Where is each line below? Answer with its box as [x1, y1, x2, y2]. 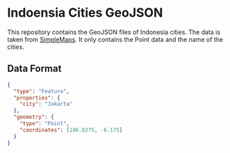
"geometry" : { [13, 113, 54, 121]
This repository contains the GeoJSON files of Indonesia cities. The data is [7, 28, 221, 36]
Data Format [7, 63, 62, 74]
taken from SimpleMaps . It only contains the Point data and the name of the [7, 35, 224, 43]
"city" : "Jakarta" [19, 101, 73, 108]
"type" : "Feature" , [13, 88, 70, 95]
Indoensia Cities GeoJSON [7, 5, 163, 21]
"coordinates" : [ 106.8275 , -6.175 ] [19, 127, 123, 134]
